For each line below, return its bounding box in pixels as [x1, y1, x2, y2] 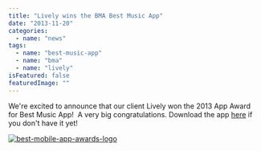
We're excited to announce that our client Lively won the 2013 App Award [8, 101, 251, 111]
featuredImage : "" [8, 79, 70, 87]
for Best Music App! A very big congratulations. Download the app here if [8, 109, 253, 119]
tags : [8, 42, 27, 50]
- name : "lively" [15, 64, 74, 72]
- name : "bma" [15, 57, 63, 65]
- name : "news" [15, 34, 67, 43]
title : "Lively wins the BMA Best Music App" [8, 11, 163, 20]
